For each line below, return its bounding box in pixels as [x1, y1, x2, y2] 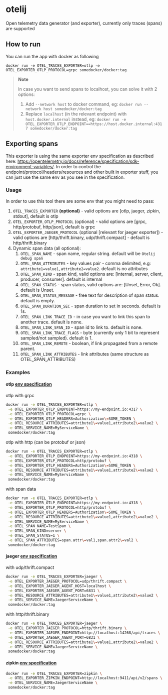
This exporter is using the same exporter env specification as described [5, 153, 154, 159]
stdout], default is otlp [12, 213, 59, 219]
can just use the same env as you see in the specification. [5, 174, 125, 180]
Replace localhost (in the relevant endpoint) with [25, 110, 127, 117]
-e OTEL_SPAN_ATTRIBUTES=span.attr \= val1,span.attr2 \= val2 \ [7, 538, 138, 543]
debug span [20, 256, 43, 261]
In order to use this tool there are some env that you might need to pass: [5, 198, 154, 204]
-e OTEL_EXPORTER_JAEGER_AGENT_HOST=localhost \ [7, 584, 111, 589]
